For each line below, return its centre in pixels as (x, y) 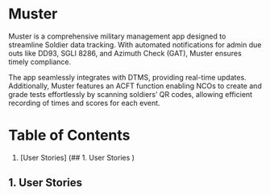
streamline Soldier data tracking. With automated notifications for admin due (135, 44)
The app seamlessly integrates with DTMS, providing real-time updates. (128, 77)
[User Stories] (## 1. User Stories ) (77, 157)
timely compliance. (39, 62)
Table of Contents (69, 135)
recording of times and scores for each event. (84, 103)
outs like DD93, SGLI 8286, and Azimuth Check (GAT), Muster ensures (125, 53)
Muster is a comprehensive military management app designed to (117, 36)
